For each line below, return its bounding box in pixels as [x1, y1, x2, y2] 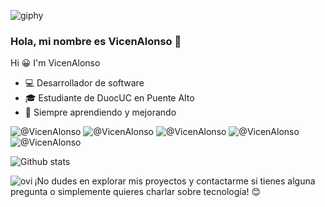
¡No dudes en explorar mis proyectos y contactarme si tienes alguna [34, 175, 316, 187]
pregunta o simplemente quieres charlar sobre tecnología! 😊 [10, 186, 262, 198]
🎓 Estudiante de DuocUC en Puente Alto [24, 92, 195, 104]
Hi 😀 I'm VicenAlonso [10, 57, 101, 69]
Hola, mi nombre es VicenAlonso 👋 [10, 34, 182, 48]
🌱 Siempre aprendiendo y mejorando [24, 106, 177, 119]
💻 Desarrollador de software [24, 77, 145, 89]
